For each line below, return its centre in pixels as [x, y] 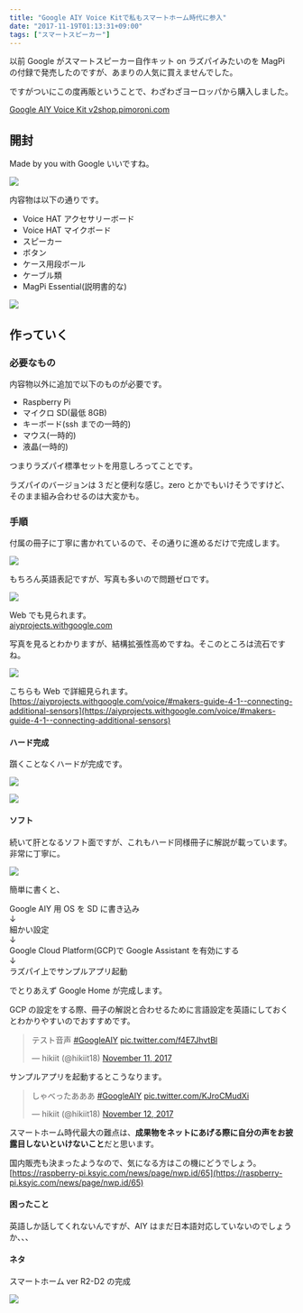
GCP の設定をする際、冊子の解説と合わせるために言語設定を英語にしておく [149, 1009]
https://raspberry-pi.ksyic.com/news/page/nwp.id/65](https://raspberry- [147, 1172]
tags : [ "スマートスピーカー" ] [60, 34]
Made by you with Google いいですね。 [82, 164]
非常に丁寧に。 [37, 853]
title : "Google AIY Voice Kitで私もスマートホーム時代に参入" [118, 18]
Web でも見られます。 [50, 615]
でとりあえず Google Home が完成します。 [88, 990]
